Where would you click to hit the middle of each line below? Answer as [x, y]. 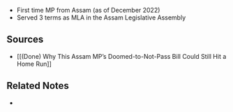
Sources [25, 40]
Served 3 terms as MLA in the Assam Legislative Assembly [101, 17]
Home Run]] [34, 64]
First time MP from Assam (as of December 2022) [88, 10]
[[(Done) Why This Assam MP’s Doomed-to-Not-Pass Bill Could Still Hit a [121, 56]
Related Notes [38, 86]
